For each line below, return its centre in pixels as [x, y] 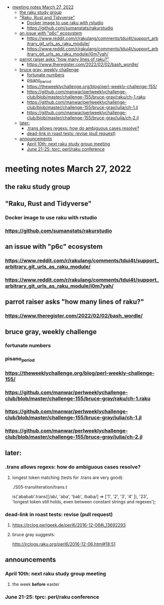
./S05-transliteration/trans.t [40, 487]
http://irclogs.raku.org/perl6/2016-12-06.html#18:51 [64, 544]
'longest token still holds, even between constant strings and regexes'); [84, 502]
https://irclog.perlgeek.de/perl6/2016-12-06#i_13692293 [69, 525]
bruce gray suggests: [33, 535]
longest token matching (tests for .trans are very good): [68, 477]
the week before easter [36, 584]
